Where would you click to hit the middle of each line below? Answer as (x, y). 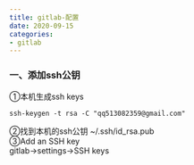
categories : (31, 34)
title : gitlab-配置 (44, 17)
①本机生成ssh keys (46, 96)
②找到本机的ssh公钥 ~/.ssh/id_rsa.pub (82, 131)
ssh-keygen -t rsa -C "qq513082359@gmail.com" (97, 113)
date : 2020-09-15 (42, 26)
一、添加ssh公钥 (45, 75)
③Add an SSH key (45, 141)
